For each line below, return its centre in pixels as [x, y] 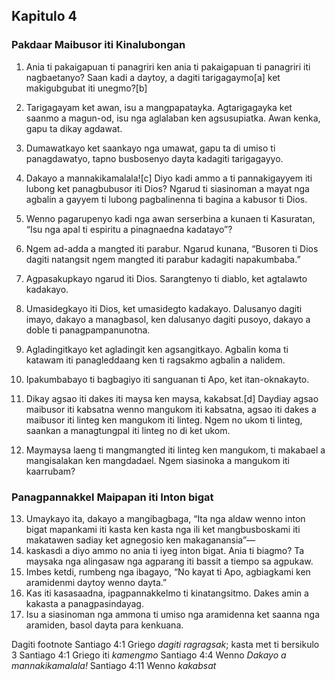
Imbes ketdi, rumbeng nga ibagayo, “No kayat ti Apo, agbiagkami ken [168, 571]
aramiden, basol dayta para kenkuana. [104, 625]
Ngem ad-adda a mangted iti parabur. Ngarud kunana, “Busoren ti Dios [172, 248]
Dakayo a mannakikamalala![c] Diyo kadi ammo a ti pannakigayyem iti [169, 178]
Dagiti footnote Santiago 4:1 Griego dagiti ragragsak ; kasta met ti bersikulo [165, 644]
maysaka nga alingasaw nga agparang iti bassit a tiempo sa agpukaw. [169, 561]
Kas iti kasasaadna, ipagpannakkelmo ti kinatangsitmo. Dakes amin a [167, 593]
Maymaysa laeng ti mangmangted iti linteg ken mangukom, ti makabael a [175, 450]
